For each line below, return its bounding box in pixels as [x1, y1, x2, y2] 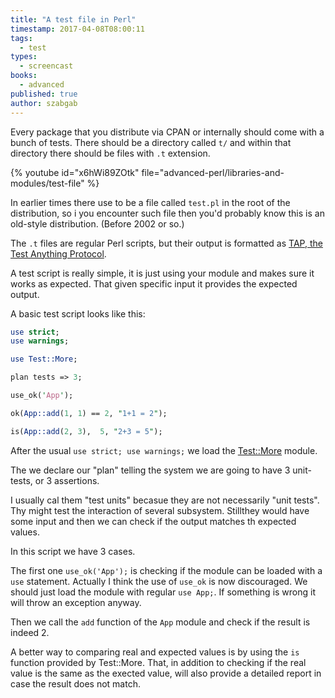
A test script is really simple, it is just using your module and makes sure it [10, 267, 315, 279]
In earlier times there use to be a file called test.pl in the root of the [10, 196, 291, 208]
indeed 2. [10, 626, 50, 638]
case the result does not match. [10, 677, 141, 690]
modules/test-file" [10, 177, 85, 189]
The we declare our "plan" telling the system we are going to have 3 [10, 464, 291, 476]
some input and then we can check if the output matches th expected [10, 515, 297, 527]
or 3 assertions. [34, 474, 100, 486]
